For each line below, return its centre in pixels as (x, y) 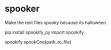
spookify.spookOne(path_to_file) (38, 42)
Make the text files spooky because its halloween (55, 22)
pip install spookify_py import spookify (44, 32)
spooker (22, 9)
